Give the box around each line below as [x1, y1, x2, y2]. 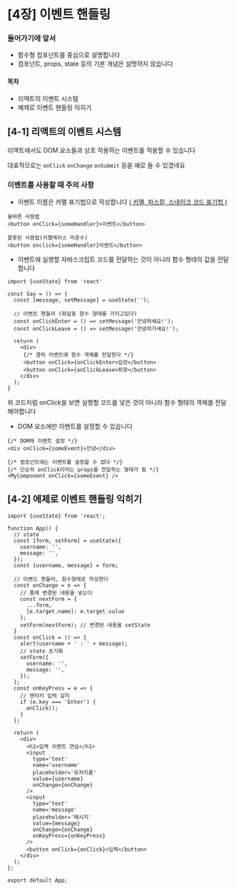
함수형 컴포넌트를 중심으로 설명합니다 [17, 51, 120, 59]
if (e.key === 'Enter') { [20, 698, 97, 705]
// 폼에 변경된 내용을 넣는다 [20, 589, 93, 596]
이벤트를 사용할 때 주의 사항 [7, 180, 95, 190]
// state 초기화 [20, 647, 64, 654]
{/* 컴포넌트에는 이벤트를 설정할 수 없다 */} [7, 459, 123, 466]
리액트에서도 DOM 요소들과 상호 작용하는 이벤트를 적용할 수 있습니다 [7, 146, 196, 154]
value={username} [33, 775, 83, 782]
